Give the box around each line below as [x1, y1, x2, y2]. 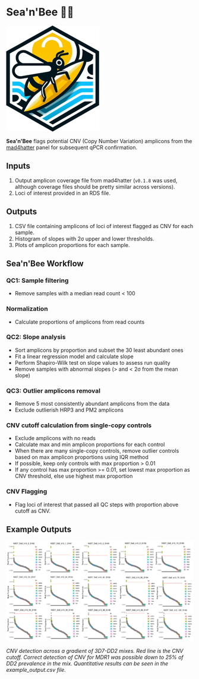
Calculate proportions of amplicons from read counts [14, 318, 145, 326]
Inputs [6, 161, 31, 171]
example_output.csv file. [6, 666, 67, 673]
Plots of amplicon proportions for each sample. [14, 241, 130, 248]
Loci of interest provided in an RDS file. [14, 190, 111, 197]
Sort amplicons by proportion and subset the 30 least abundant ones [14, 346, 184, 353]
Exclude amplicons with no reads [14, 435, 96, 442]
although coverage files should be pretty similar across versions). [14, 183, 175, 190]
